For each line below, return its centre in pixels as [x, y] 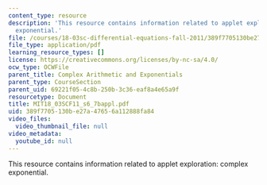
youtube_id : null [44, 141]
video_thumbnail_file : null [62, 126]
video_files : [30, 119]
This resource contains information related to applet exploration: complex [128, 164]
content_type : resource [48, 15]
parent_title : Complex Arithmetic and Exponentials [95, 75]
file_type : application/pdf [55, 45]
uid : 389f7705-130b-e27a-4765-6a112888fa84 [81, 112]
